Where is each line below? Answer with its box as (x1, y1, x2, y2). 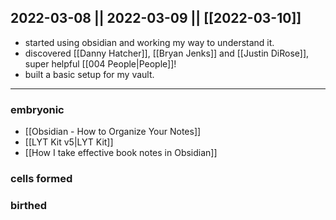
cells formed (10, 172, 73, 186)
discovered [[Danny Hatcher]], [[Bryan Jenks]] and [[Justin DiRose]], (24, 47, 310, 59)
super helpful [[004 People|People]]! (24, 57, 177, 70)
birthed (10, 198, 48, 212)
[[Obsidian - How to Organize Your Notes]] (24, 126, 202, 138)
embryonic (10, 102, 65, 116)
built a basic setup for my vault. (24, 68, 155, 80)
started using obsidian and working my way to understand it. (24, 36, 275, 48)
